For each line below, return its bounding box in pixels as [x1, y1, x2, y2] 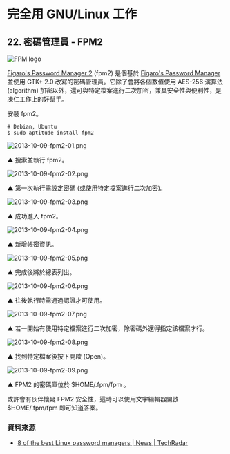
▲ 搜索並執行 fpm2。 [7, 156, 68, 164]
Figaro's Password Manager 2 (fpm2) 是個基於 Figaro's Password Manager [7, 69, 221, 77]
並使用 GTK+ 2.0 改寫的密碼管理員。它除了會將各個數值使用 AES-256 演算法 [7, 77, 223, 86]
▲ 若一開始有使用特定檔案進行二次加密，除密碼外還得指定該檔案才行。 [7, 324, 209, 332]
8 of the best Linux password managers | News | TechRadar [17, 439, 189, 447]
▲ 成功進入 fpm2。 [7, 212, 62, 220]
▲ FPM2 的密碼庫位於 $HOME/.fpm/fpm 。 [7, 381, 130, 388]
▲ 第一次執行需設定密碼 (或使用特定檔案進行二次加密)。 [7, 184, 167, 192]
